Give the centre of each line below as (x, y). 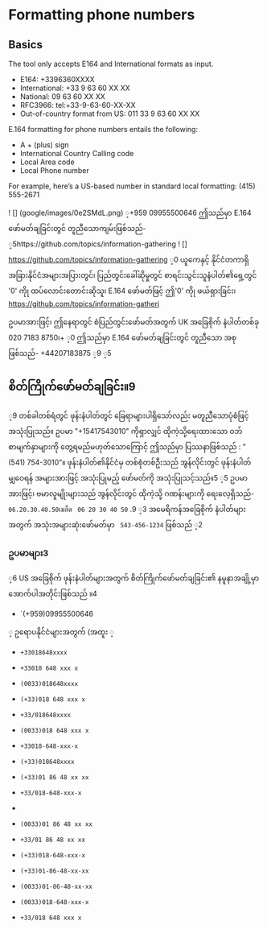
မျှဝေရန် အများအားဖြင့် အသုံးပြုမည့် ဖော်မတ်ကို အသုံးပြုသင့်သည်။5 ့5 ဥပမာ (128, 477)
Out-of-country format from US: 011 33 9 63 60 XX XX (110, 114)
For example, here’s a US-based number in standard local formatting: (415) (132, 186)
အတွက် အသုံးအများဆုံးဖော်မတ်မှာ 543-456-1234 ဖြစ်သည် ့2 (106, 524)
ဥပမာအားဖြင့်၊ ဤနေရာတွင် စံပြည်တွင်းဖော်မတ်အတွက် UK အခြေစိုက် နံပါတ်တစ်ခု (134, 322)
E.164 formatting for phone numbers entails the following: (103, 129)
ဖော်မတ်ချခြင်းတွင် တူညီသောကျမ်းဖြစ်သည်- (77, 228)
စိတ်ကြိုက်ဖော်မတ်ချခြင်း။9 (72, 387)
